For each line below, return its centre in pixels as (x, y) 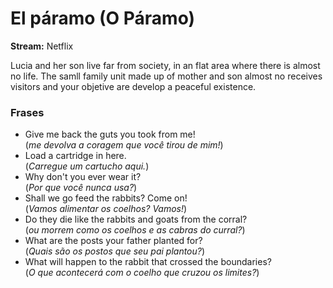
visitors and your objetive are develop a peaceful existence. (133, 86)
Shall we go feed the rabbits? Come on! (106, 198)
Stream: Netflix (42, 46)
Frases (27, 112)
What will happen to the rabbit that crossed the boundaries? (148, 262)
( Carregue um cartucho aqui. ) (87, 166)
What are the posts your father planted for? (113, 241)
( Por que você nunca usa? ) (81, 188)
